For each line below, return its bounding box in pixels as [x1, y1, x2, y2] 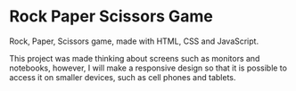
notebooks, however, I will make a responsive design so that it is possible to [9, 62, 288, 73]
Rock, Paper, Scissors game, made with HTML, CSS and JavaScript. [9, 36, 259, 46]
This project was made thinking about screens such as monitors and [9, 53, 260, 63]
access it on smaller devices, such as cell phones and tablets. [9, 71, 236, 82]
